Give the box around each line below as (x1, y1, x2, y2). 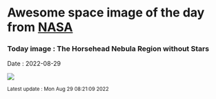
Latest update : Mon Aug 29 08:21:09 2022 (7, 86, 109, 93)
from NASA (7, 19, 73, 35)
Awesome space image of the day (7, 5, 205, 21)
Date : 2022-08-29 (7, 60, 61, 68)
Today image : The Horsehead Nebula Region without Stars (7, 44, 209, 54)
